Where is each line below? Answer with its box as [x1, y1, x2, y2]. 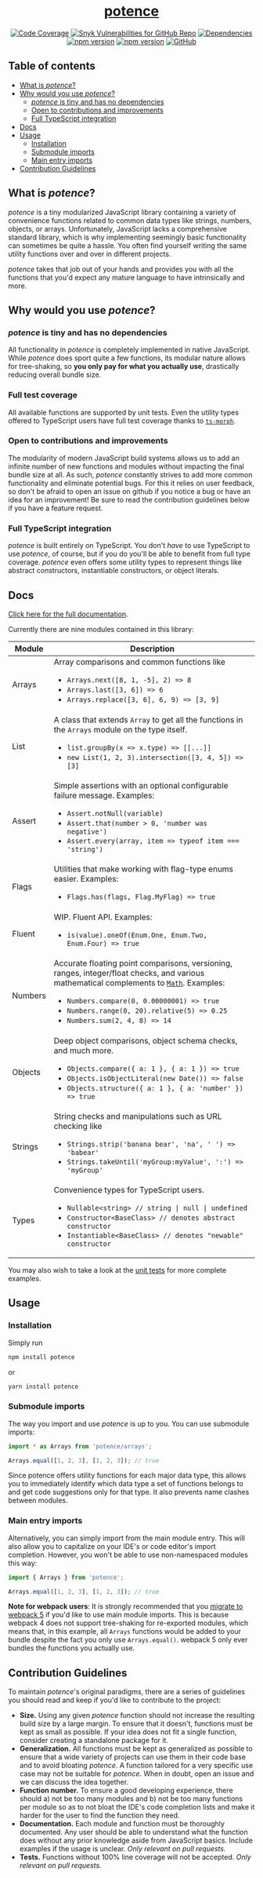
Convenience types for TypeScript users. [53, 1184, 205, 1195]
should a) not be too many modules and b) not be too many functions [19, 1794, 243, 1803]
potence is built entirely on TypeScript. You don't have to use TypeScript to [8, 541, 250, 550]
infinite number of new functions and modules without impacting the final [8, 462, 244, 471]
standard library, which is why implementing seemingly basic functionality [8, 232, 247, 242]
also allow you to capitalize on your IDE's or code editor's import [8, 1541, 217, 1551]
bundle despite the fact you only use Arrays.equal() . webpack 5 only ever [8, 1635, 248, 1645]
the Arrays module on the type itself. [53, 724, 188, 735]
